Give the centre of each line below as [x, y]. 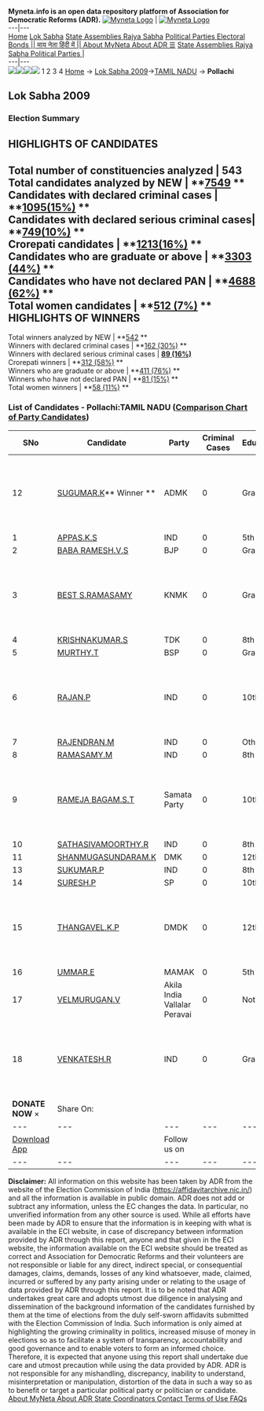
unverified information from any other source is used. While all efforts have [130, 1214]
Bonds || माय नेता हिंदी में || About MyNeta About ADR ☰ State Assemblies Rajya [131, 45]
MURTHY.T [78, 652]
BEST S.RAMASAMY [95, 595]
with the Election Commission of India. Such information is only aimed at [125, 1323]
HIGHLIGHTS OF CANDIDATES [83, 144]
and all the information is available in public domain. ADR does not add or [126, 1198]
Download [31, 1139]
